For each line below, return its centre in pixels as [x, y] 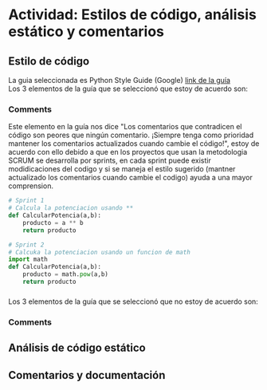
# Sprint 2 [26, 245]
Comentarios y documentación [87, 375]
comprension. [31, 186]
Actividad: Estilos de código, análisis [132, 15]
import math [28, 260]
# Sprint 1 [26, 201]
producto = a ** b [53, 223]
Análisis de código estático [77, 348]
